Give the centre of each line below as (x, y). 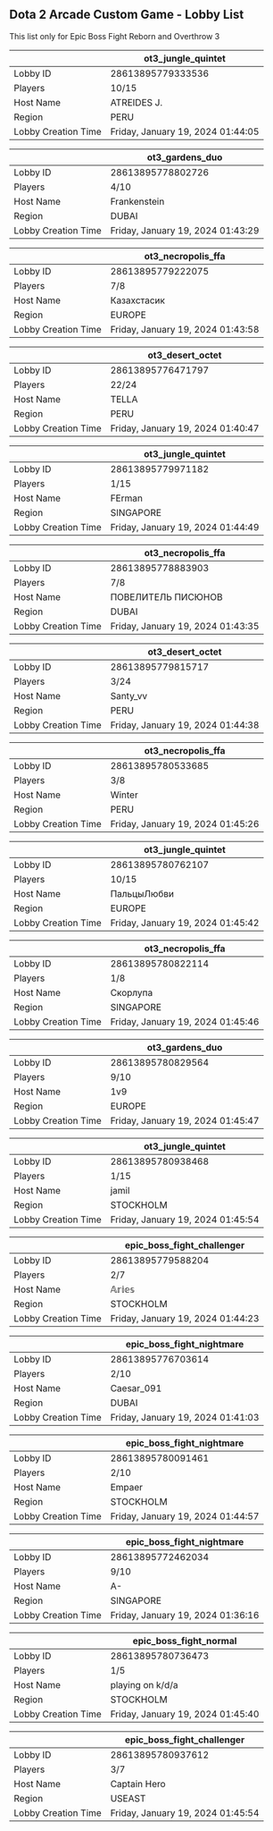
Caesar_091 (136, 1388)
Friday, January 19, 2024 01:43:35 (185, 626)
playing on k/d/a (144, 1684)
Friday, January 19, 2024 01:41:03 (185, 1417)
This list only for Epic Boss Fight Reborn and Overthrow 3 (115, 36)
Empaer (127, 1487)
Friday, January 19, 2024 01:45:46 (185, 1021)
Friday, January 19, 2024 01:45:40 (185, 1714)
